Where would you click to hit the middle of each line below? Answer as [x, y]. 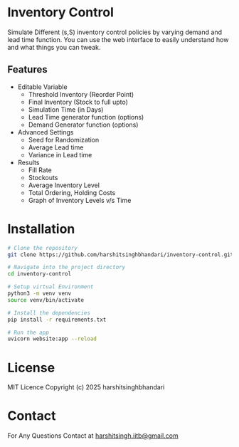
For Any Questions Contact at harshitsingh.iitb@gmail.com [93, 436]
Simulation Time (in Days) [66, 109]
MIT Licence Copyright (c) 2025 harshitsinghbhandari [86, 387]
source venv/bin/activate [46, 300]
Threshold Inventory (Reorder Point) [81, 94]
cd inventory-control [39, 274]
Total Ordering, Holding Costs [72, 192]
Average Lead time [56, 147]
